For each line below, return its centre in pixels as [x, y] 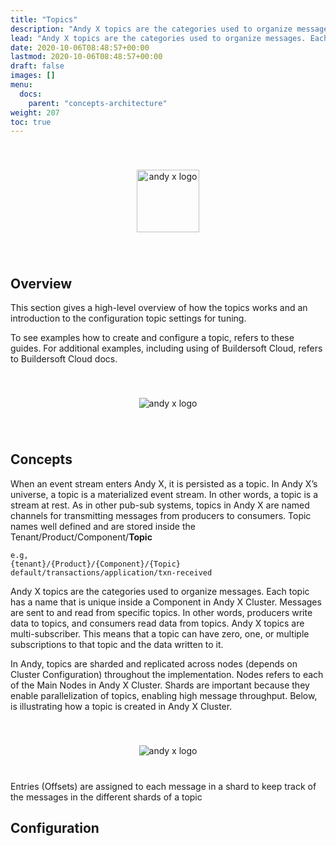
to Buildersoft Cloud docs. [64, 359]
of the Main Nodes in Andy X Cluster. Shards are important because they [160, 685]
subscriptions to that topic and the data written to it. [117, 644]
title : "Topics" [44, 19]
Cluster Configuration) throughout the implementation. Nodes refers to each [167, 674]
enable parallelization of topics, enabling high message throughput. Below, [164, 695]
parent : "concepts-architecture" [98, 103]
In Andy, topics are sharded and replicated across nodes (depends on [154, 663]
